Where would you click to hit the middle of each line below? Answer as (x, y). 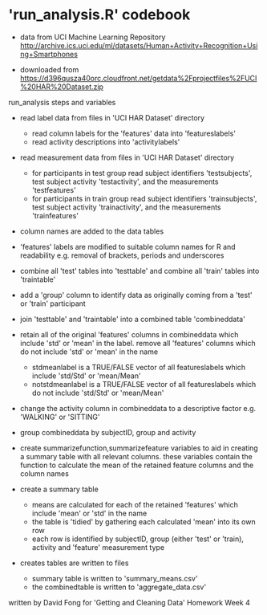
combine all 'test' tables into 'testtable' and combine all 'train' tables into (140, 271)
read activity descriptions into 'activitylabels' (106, 141)
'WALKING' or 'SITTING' (60, 417)
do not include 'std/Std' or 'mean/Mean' (98, 393)
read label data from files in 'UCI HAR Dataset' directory (112, 117)
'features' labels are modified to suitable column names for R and (127, 246)
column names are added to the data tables (92, 231)
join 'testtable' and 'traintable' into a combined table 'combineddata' (133, 319)
